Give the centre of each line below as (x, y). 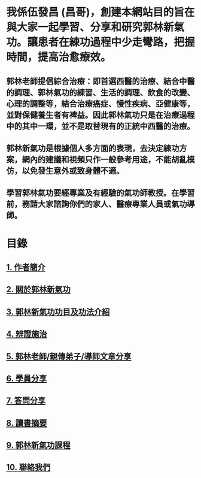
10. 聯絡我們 (28, 468)
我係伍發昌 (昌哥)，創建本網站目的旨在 (100, 12)
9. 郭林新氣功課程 (38, 445)
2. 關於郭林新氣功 (38, 290)
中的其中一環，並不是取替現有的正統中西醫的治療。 (100, 126)
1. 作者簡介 (26, 267)
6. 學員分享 (27, 378)
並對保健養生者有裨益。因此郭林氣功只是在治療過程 (100, 115)
